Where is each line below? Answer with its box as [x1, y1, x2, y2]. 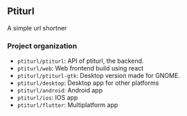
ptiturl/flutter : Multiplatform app [17, 101, 118, 109]
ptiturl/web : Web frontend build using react [17, 64, 144, 72]
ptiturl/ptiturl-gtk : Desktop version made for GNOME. [17, 72, 180, 80]
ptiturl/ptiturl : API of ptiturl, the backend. [17, 57, 144, 65]
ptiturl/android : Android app [17, 86, 103, 95]
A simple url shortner [7, 23, 67, 32]
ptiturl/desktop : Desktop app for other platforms [17, 79, 159, 87]
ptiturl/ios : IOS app [17, 93, 78, 102]
